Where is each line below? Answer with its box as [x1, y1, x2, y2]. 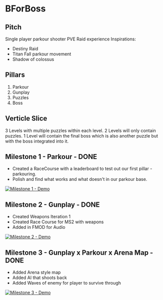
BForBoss [5, 3, 46, 14]
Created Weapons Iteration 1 [12, 214, 71, 220]
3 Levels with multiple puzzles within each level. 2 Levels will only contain [5, 128, 157, 134]
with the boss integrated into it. [5, 138, 69, 144]
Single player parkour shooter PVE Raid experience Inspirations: [5, 36, 136, 42]
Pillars [5, 71, 25, 79]
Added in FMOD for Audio [12, 224, 66, 230]
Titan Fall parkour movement [12, 51, 72, 57]
